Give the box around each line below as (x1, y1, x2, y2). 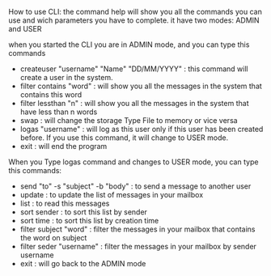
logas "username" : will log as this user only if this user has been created (19, 125, 264, 134)
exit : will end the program (19, 142, 108, 151)
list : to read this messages (19, 198, 110, 208)
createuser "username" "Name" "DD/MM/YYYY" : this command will (19, 64, 248, 74)
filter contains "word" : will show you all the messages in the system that (19, 81, 263, 91)
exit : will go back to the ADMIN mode (19, 259, 146, 268)
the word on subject (19, 233, 87, 242)
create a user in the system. (19, 73, 113, 82)
